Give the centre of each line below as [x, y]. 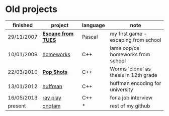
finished [23, 25]
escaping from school [136, 40]
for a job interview [131, 97]
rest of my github [130, 105]
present [17, 105]
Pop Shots [55, 72]
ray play [52, 97]
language [94, 25]
